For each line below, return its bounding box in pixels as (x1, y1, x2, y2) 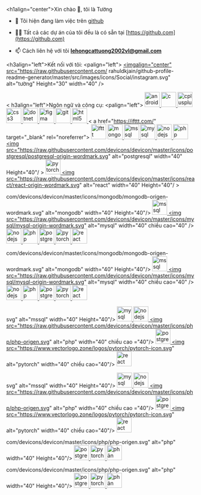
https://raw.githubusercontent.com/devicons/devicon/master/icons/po (20, 147, 193, 153)
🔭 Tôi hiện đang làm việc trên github (14, 17, 104, 24)
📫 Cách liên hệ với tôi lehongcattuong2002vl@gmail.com (14, 47, 162, 54)
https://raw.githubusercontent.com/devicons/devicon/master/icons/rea (20, 175, 195, 182)
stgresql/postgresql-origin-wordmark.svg (6, 153, 109, 160)
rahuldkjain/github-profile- (108, 68, 174, 74)
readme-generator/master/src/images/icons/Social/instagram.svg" (6, 74, 170, 81)
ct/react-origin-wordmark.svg (6, 181, 80, 189)
